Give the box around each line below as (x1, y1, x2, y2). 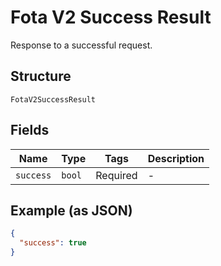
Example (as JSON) (10, 202, 133, 219)
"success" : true (19, 238, 87, 248)
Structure (10, 68, 72, 85)
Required (95, 168, 138, 182)
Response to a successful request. (10, 39, 153, 51)
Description (147, 151, 205, 165)
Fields (10, 122, 50, 139)
